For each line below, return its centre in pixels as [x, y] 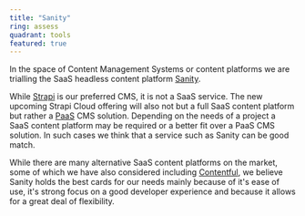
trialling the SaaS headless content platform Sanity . [105, 79]
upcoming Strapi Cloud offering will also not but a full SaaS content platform [152, 107]
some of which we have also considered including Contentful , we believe [147, 172]
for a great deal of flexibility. [62, 201]
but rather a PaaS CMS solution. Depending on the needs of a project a [142, 116]
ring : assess [34, 26]
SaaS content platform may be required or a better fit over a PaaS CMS [142, 126]
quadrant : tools [40, 35]
